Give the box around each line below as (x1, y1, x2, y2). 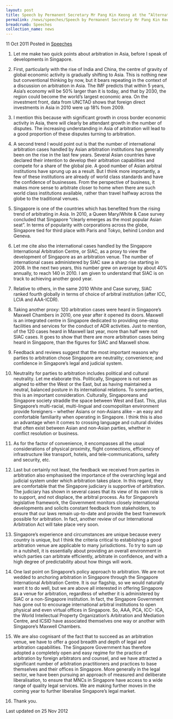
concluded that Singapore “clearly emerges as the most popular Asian (13, 217, 162, 223)
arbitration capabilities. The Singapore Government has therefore (13, 644, 151, 651)
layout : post (6, 7, 34, 13)
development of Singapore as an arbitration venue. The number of (13, 254, 153, 260)
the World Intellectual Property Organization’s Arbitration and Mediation (13, 612, 165, 619)
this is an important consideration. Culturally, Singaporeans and (13, 392, 148, 398)
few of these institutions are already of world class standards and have (13, 173, 163, 180)
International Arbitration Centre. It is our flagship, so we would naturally (13, 580, 165, 586)
